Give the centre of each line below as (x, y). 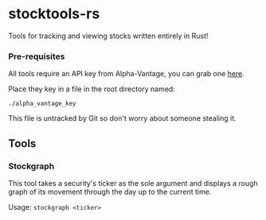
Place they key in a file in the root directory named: (92, 89)
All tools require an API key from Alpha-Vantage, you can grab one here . (127, 74)
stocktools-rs (54, 14)
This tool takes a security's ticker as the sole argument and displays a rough (133, 183)
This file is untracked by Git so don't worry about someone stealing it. (122, 118)
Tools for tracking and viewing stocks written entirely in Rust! (108, 36)
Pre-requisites (37, 56)
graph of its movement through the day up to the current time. (110, 191)
